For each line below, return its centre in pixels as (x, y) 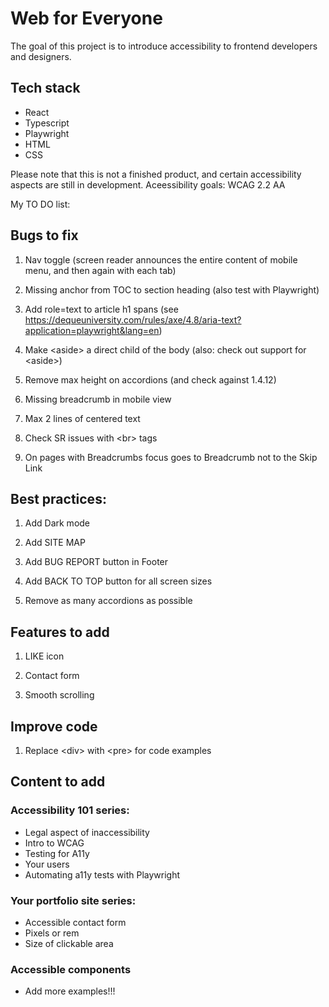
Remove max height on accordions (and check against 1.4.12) (150, 379)
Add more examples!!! (70, 991)
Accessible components (71, 969)
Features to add (60, 632)
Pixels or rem (52, 933)
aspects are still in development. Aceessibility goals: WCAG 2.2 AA (148, 184)
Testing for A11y (57, 853)
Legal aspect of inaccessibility (87, 832)
